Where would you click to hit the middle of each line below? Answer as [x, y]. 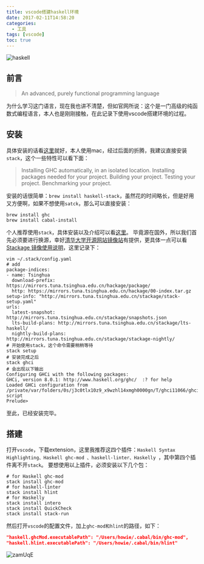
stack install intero [34, 503]
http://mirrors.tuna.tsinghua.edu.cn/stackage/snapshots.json [87, 317]
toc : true [19, 40]
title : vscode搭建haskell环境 [42, 12]
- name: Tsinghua [28, 275]
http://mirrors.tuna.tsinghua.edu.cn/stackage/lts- [124, 323]
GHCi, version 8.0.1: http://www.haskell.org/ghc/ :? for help [89, 379]
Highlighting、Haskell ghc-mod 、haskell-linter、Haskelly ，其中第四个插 [101, 457]
